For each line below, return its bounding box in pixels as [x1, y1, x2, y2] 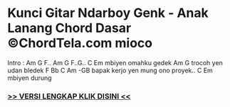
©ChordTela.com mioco [7, 35, 153, 51]
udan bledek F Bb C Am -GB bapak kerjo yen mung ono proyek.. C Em [7, 66, 214, 74]
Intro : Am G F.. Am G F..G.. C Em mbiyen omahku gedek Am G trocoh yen [7, 58, 223, 67]
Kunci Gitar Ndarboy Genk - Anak [7, 5, 209, 21]
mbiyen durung [7, 73, 52, 82]
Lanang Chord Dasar [7, 20, 132, 36]
